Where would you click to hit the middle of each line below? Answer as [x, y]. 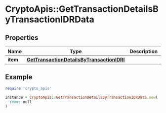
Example [19, 77]
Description [144, 51]
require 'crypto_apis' [28, 88]
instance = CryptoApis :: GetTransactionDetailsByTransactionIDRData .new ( [82, 97]
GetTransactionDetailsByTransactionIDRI [76, 60]
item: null [21, 102]
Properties [22, 38]
